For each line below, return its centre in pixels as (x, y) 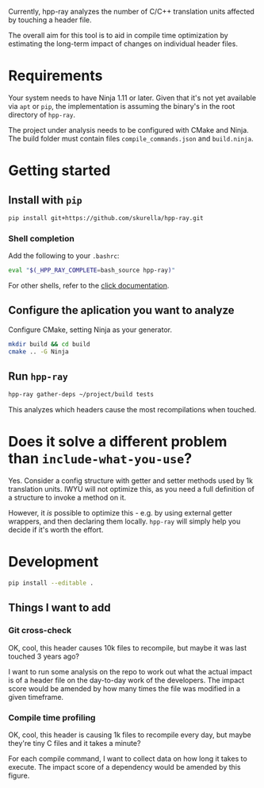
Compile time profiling (52, 717)
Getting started (59, 171)
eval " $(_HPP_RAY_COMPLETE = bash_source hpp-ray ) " (92, 270)
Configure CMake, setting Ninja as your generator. (90, 330)
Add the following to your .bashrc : (64, 256)
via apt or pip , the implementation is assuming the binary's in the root (122, 106)
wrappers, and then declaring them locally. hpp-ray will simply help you (124, 521)
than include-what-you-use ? (100, 459)
